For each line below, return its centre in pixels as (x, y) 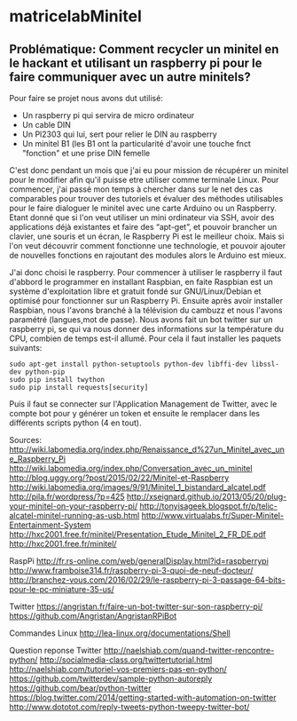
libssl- (265, 364)
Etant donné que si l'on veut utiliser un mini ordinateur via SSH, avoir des (142, 218)
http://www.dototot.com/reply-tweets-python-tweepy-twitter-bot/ (129, 707)
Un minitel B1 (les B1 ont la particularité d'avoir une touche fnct (136, 143)
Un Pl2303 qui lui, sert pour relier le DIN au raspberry (119, 134)
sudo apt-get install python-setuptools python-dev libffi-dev (129, 364)
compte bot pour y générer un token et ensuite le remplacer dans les (135, 413)
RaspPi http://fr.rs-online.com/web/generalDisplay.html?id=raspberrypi (139, 561)
